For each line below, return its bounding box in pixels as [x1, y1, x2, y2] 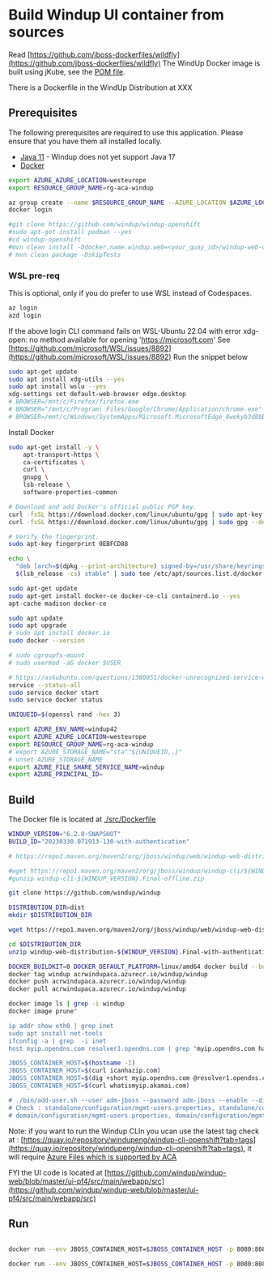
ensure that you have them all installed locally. [8, 136, 163, 146]
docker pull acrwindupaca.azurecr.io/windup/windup [8, 985, 186, 993]
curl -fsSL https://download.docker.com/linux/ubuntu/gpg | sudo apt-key [8, 510, 263, 519]
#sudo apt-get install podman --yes [8, 228, 132, 237]
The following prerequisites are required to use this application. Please [8, 127, 244, 137]
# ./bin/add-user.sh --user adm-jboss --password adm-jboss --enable [8, 1096, 249, 1104]
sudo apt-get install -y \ [8, 443, 100, 451]
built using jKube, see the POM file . [8, 66, 125, 76]
